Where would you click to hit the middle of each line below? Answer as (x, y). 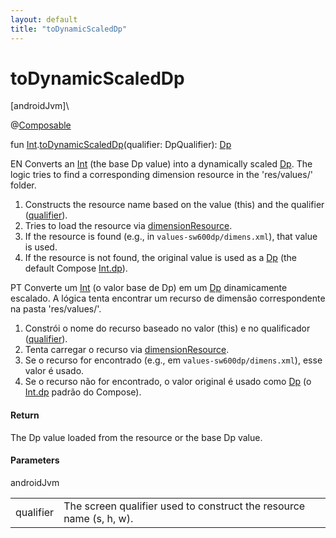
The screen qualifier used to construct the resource (184, 506)
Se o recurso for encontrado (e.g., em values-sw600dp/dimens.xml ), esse (173, 360)
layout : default (44, 19)
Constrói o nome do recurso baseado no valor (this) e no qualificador (167, 328)
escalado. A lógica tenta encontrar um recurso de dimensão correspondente (168, 298)
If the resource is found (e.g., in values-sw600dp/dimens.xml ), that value (171, 237)
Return (25, 415)
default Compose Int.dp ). (76, 268)
